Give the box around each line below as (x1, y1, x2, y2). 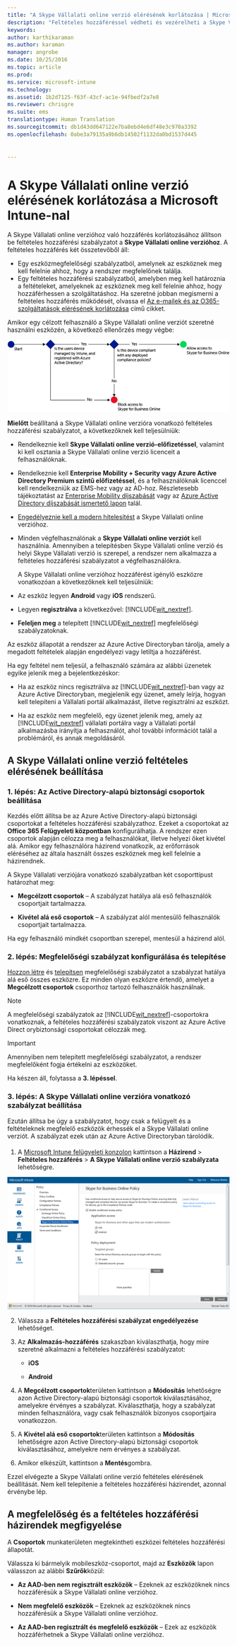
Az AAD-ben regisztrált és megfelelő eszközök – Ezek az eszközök (17, 1623, 217, 1631)
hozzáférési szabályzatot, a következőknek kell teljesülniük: (7, 427, 181, 435)
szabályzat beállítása (7, 1100, 83, 1110)
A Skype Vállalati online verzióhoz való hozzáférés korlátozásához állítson (7, 231, 222, 239)
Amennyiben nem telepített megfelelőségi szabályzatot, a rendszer (7, 1053, 202, 1061)
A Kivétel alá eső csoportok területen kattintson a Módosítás (17, 1430, 195, 1439)
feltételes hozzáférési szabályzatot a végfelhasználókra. (17, 556, 181, 565)
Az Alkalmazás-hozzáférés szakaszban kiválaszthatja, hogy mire (17, 1337, 209, 1346)
